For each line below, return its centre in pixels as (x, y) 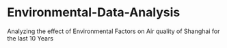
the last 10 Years (30, 38)
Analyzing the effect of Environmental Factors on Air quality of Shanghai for (113, 31)
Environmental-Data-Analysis (94, 13)
